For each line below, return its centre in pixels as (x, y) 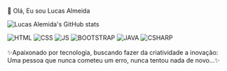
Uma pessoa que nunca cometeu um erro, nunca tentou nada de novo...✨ (114, 60)
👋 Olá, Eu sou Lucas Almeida (49, 11)
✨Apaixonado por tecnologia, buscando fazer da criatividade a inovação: (113, 53)
